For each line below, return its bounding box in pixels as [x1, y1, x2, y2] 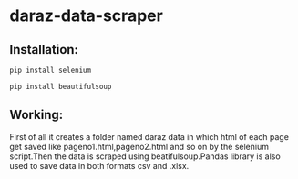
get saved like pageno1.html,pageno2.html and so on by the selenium [9, 141, 269, 152]
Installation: [9, 42, 79, 57]
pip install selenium [9, 65, 92, 75]
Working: [9, 107, 64, 123]
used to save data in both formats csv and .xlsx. [9, 160, 190, 171]
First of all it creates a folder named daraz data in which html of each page [9, 131, 290, 142]
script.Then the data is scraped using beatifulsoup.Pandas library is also [9, 151, 281, 162]
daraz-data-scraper [9, 5, 164, 26]
